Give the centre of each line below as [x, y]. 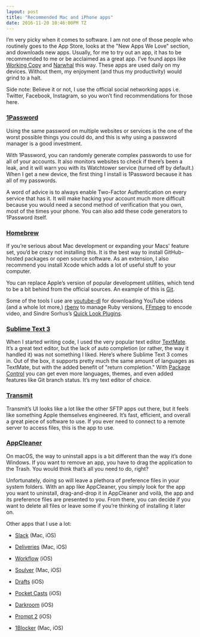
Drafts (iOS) [29, 581]
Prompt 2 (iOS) [33, 616]
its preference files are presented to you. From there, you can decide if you [99, 499]
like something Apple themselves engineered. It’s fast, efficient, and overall [99, 415]
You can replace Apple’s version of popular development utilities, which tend [100, 283]
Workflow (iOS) [33, 558]
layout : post [22, 12]
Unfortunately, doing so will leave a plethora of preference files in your [93, 480]
